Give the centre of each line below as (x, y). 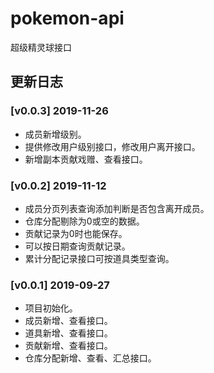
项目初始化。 (51, 308)
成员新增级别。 (55, 134)
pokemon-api (67, 18)
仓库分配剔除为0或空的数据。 (84, 221)
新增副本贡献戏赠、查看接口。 (86, 159)
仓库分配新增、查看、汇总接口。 (90, 358)
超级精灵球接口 (41, 47)
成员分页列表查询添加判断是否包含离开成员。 (117, 208)
